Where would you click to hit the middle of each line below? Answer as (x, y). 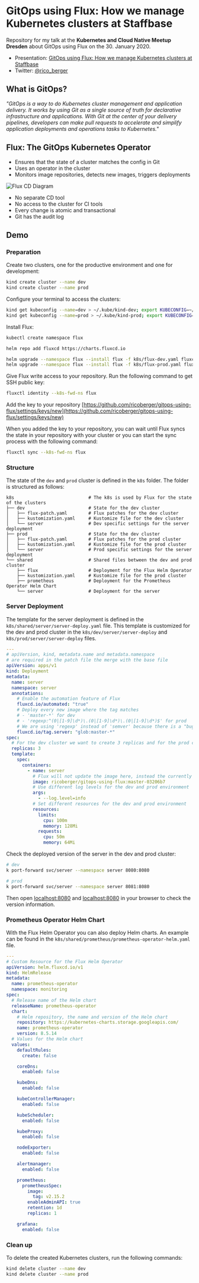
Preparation (24, 252)
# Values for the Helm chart (47, 1039)
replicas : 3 (26, 749)
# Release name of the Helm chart (54, 1000)
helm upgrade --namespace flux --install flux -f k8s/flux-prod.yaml (94, 365)
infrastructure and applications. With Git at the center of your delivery (92, 116)
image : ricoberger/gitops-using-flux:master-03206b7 (99, 782)
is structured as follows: (35, 487)
